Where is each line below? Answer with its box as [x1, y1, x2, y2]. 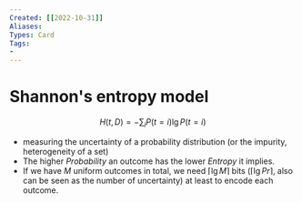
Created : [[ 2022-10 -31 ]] [9, 13, 104, 23]
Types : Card [9, 30, 55, 39]
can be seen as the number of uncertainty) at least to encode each [22, 175, 274, 186]
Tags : [9, 38, 30, 48]
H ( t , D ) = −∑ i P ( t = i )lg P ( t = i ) [99, 117, 206, 129]
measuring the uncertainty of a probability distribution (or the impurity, [22, 136, 287, 147]
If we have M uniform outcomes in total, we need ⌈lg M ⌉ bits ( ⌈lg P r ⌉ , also [22, 165, 294, 176]
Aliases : [9, 22, 43, 31]
